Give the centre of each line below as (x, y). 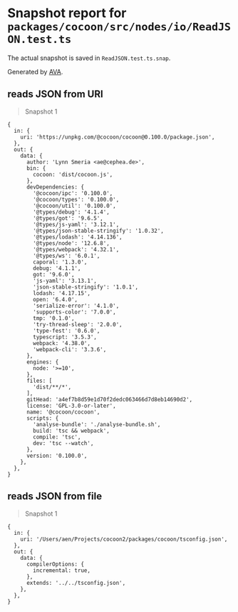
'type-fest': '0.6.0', (67, 331)
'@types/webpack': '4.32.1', (76, 249)
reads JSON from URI (55, 94)
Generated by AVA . (35, 71)
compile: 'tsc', (57, 437)
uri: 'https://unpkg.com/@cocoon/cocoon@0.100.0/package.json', (118, 137)
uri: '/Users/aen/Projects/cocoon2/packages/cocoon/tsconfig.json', (124, 539)
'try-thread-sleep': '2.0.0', (78, 324)
